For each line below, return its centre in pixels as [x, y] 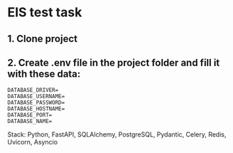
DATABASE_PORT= [30, 115]
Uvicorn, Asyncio [33, 142]
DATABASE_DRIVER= [33, 90]
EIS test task [45, 12]
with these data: [44, 74]
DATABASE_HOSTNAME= [36, 109]
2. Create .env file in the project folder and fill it [114, 62]
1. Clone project [43, 39]
